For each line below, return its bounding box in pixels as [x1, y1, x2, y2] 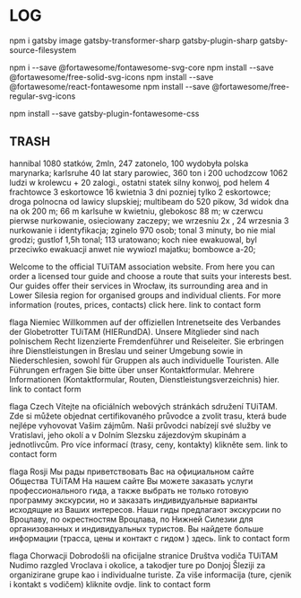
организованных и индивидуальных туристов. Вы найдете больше [9, 523, 264, 534]
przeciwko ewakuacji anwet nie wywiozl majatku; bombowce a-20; [9, 243, 256, 254]
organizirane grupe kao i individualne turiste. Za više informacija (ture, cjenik [9, 569, 292, 580]
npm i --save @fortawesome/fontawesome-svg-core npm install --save [9, 62, 274, 73]
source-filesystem [9, 44, 77, 55]
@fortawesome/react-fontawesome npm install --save [9, 81, 211, 92]
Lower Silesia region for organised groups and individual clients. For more [9, 289, 281, 301]
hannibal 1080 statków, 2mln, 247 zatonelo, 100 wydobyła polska [9, 158, 249, 169]
